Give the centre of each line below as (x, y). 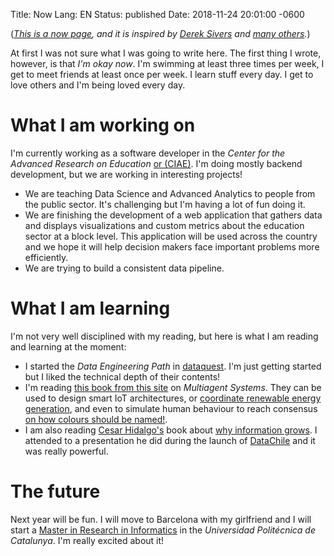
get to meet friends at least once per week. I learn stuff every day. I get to (162, 74)
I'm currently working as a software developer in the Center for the (148, 153)
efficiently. (46, 257)
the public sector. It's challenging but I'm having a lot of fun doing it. (165, 204)
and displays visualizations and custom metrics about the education (164, 225)
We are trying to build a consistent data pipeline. (124, 268)
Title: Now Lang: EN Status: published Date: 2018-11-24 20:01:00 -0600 (157, 14)
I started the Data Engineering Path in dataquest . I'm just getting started (173, 366)
